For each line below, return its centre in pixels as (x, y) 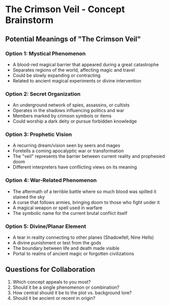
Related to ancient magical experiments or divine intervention (77, 80)
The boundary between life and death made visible (66, 248)
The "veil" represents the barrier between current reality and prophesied (89, 156)
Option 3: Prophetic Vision (39, 134)
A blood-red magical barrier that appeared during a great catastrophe (86, 64)
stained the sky (29, 197)
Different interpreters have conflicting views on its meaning (75, 167)
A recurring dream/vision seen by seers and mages (66, 146)
